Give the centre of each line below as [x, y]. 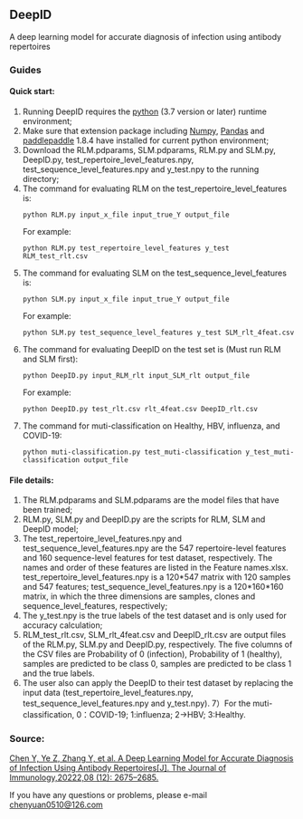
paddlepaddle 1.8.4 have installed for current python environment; [146, 140]
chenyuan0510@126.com [57, 805]
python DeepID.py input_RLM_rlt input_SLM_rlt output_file [136, 375]
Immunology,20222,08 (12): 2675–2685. [84, 777]
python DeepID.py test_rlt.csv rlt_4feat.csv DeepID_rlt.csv [140, 409]
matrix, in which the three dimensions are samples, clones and [139, 596]
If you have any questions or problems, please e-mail [109, 795]
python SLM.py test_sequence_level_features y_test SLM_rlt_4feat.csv [158, 332]
